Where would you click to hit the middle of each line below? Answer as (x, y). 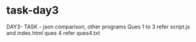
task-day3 (33, 10)
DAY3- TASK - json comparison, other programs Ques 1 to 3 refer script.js (98, 27)
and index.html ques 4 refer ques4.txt (53, 33)
